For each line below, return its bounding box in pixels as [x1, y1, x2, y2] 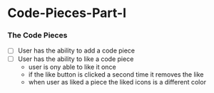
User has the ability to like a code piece [17, 55, 134, 63]
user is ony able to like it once [28, 62, 116, 71]
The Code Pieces [7, 31, 68, 40]
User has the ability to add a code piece [17, 46, 136, 55]
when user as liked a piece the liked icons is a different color [28, 77, 207, 86]
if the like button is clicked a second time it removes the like [28, 70, 205, 79]
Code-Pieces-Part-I [7, 5, 127, 21]
